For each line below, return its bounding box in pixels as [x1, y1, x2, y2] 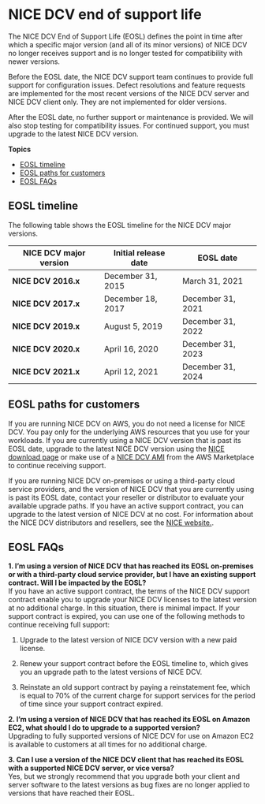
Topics [8, 144, 32, 154]
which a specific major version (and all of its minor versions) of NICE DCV [8, 39, 248, 49]
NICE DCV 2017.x [12, 298, 80, 309]
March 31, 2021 [182, 275, 244, 286]
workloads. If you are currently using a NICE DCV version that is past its [8, 435, 242, 445]
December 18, [103, 293, 158, 304]
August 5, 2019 [103, 321, 163, 332]
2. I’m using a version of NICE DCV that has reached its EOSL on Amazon [8, 715, 251, 724]
